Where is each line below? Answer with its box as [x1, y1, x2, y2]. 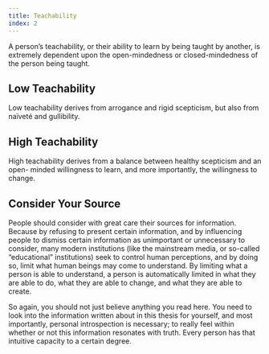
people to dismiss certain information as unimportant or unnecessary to [8, 235, 246, 245]
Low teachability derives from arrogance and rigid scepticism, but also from [8, 103, 259, 113]
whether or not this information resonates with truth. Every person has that [8, 327, 255, 337]
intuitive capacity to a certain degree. [8, 335, 132, 346]
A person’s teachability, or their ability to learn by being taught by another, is [8, 41, 261, 51]
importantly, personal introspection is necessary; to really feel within [8, 319, 234, 328]
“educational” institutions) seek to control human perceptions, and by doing [8, 252, 259, 261]
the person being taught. [8, 58, 91, 68]
